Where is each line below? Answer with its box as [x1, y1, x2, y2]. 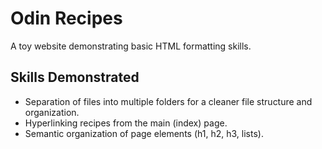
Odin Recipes [10, 7, 123, 30]
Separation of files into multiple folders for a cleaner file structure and [24, 95, 313, 107]
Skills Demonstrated [10, 69, 140, 86]
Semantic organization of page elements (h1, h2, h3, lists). [24, 127, 264, 139]
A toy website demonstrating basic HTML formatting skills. [10, 40, 252, 52]
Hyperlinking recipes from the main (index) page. [24, 117, 228, 129]
